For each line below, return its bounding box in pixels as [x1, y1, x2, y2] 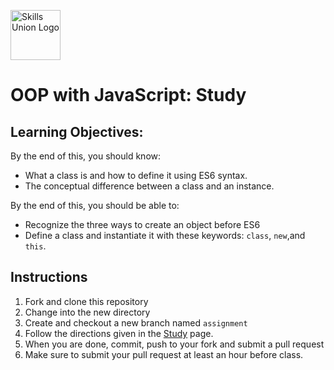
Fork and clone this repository [24, 295, 149, 307]
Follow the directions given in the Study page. [24, 327, 214, 339]
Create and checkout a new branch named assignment [24, 316, 248, 329]
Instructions [10, 269, 88, 286]
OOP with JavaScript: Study [10, 84, 247, 107]
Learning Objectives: [10, 123, 144, 140]
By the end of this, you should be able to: [10, 200, 180, 211]
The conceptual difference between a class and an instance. [24, 180, 275, 192]
